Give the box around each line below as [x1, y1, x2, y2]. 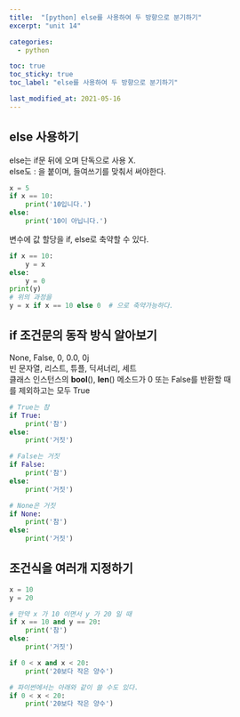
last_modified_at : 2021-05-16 [9, 94, 122, 103]
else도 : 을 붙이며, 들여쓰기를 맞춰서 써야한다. [9, 165, 166, 176]
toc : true [9, 61, 46, 71]
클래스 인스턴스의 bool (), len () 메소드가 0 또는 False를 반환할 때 [9, 374, 231, 384]
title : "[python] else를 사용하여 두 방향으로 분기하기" [9, 12, 203, 22]
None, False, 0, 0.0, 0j [9, 352, 90, 363]
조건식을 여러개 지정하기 [9, 561, 133, 576]
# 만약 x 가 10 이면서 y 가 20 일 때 [9, 609, 132, 618]
